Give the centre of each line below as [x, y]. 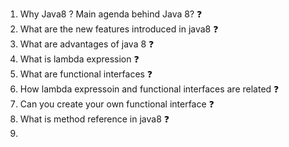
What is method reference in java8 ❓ [94, 119]
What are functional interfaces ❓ [86, 74]
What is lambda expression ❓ [79, 59]
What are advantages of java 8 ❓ [87, 44]
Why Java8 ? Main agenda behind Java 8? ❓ [111, 14]
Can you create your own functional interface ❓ [117, 104]
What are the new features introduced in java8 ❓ [119, 29]
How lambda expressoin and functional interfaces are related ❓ [149, 89]
